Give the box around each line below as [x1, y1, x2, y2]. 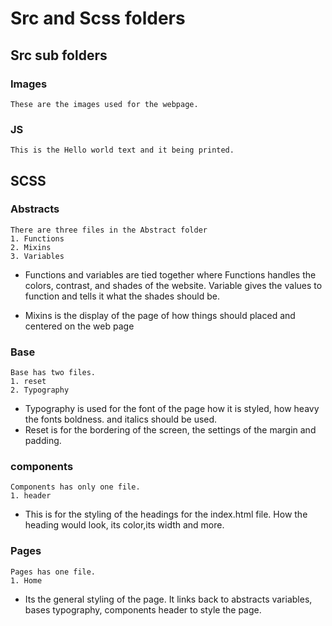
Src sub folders [10, 47, 108, 64]
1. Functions [10, 233, 65, 244]
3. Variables [10, 251, 65, 261]
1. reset [10, 377, 47, 387]
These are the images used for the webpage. [10, 99, 199, 109]
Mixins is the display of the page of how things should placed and [24, 309, 296, 321]
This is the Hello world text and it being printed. [10, 145, 235, 156]
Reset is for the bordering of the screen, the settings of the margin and [24, 424, 317, 436]
